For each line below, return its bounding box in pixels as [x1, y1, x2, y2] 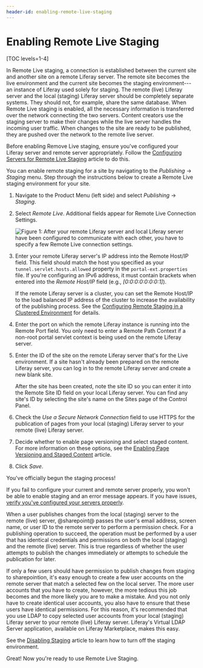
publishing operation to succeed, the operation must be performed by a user [6, 530, 197, 537]
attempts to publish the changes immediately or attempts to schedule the [6, 549, 188, 556]
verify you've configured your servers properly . [6, 499, 124, 506]
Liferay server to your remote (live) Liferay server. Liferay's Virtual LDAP [6, 618, 185, 626]
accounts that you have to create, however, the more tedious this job [6, 586, 177, 594]
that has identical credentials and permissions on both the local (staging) [6, 536, 188, 544]
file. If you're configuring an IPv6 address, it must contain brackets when [14, 271, 196, 278]
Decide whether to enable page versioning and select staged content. [14, 438, 189, 445]
